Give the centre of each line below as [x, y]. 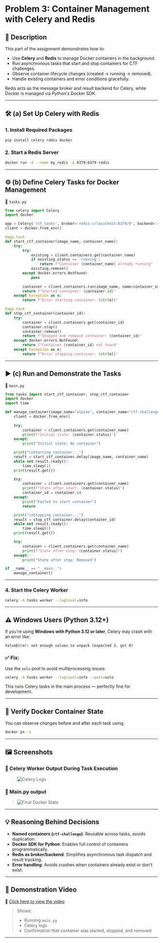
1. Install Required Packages [39, 130]
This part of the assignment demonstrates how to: [55, 49]
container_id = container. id [52, 493]
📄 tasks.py [16, 201]
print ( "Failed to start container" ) [59, 502]
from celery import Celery [32, 210]
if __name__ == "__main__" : [33, 569]
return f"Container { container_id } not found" [70, 345]
